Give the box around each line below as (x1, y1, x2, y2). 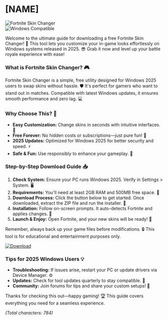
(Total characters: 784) (5, 310, 54, 316)
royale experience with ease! (5, 51, 65, 57)
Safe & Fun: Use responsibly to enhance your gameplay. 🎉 (12, 150, 133, 156)
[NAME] (5, 4, 39, 15)
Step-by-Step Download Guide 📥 (5, 163, 88, 170)
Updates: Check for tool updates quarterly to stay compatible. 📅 (12, 277, 145, 284)
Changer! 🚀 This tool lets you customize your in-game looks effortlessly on (5, 40, 159, 46)
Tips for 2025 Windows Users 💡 (5, 255, 84, 262)
